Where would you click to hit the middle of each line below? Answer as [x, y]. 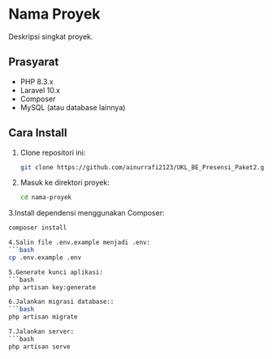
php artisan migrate [43, 317]
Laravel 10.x [40, 90]
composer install [38, 228]
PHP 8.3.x [37, 81]
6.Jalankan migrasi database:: [61, 302]
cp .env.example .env [45, 257]
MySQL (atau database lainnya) [73, 107]
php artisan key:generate [52, 287]
